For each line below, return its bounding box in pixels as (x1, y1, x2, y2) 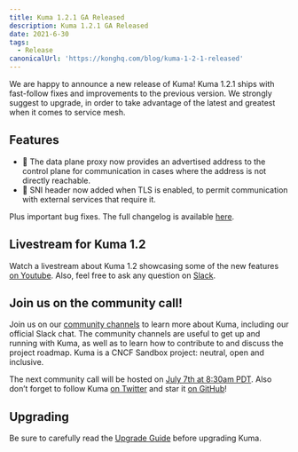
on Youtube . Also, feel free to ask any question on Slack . (9, 270, 216, 281)
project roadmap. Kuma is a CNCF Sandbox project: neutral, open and (9, 347, 264, 358)
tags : (9, 37, 29, 47)
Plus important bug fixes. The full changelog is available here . (9, 210, 235, 222)
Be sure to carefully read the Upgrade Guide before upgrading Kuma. (9, 432, 262, 444)
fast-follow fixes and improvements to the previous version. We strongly (9, 88, 272, 99)
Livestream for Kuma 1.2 (9, 237, 146, 252)
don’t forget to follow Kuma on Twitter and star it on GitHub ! (9, 384, 228, 394)
